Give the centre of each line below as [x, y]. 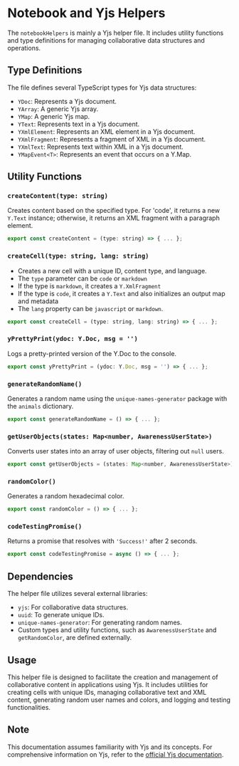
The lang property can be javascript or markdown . [90, 308]
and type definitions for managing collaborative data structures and [106, 40]
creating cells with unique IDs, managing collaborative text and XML [107, 692]
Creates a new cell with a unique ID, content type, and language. [112, 271]
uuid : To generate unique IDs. [61, 615]
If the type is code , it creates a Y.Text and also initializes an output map [121, 293]
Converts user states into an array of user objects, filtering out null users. [116, 451]
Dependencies [40, 576]
